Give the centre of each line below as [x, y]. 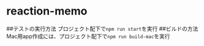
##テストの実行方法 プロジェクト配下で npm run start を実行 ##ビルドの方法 [102, 28]
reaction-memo [47, 11]
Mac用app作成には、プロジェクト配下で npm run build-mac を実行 [88, 36]
